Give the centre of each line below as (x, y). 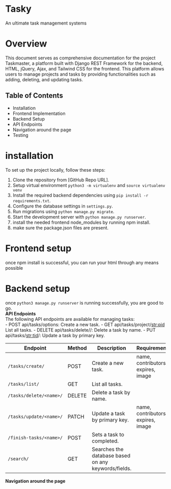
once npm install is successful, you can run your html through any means (82, 262)
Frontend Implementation (39, 113)
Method (77, 348)
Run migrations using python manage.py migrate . (63, 211)
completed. (105, 441)
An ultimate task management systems (46, 23)
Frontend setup (38, 248)
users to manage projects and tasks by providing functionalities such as (81, 74)
